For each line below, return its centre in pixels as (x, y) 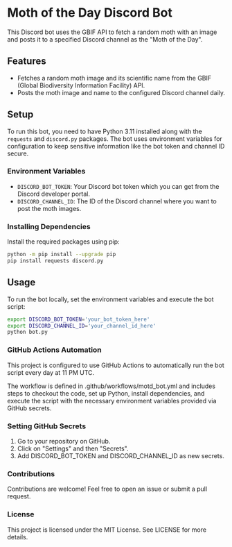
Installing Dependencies (49, 226)
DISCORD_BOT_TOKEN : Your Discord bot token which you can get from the (118, 186)
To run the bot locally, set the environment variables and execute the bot (110, 299)
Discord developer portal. (53, 194)
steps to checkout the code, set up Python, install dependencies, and (106, 393)
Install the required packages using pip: (63, 242)
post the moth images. (49, 208)
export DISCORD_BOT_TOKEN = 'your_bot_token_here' (79, 319)
